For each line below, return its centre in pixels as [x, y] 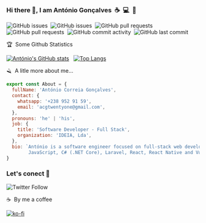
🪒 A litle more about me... [40, 71]
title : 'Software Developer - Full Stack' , [74, 130]
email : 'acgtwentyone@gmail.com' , [61, 107]
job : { [20, 124]
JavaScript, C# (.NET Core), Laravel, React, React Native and [111, 152]
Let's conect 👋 [28, 174]
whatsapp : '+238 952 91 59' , [55, 101]
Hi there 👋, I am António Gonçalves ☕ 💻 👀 [71, 10]
